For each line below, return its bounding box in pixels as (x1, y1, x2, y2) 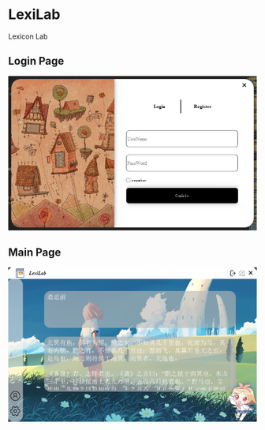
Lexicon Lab (8, 32, 48, 41)
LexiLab (8, 6, 61, 24)
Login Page (8, 54, 65, 68)
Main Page (8, 246, 62, 260)
